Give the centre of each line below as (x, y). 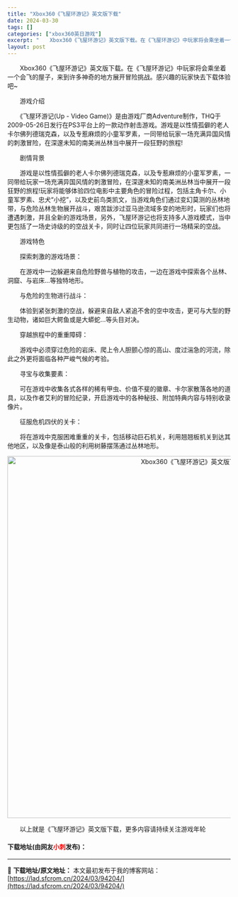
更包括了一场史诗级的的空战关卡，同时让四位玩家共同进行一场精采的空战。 (116, 226)
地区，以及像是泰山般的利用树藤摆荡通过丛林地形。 (88, 446)
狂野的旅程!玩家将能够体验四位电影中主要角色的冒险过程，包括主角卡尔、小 (117, 190)
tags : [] (20, 27)
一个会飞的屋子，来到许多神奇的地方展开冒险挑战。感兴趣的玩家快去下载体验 (119, 77)
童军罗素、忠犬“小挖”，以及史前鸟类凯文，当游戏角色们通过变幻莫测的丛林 (116, 199)
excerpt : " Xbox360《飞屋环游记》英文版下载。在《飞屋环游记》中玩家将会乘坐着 (116, 41)
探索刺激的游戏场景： (51, 256)
